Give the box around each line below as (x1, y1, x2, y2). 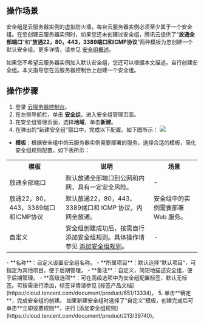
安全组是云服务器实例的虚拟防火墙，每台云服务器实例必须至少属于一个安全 (6, 23, 192, 30)
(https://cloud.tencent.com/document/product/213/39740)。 (6, 312, 158, 319)
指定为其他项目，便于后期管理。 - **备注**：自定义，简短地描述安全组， (6, 266, 188, 273)
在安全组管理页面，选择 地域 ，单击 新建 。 (15, 118, 117, 126)
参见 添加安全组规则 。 (65, 242, 129, 250)
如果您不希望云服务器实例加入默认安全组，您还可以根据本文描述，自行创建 (6, 58, 192, 66)
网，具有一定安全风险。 (65, 183, 132, 191)
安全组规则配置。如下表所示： (15, 146, 90, 154)
